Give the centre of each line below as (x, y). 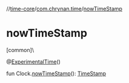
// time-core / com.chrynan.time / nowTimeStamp (64, 9)
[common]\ (20, 50)
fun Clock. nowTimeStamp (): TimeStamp (56, 73)
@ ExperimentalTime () (33, 61)
